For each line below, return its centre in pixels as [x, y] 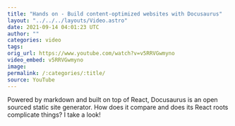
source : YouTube [31, 80]
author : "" [23, 34]
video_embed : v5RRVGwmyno [45, 60]
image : [17, 67]
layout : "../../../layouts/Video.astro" [68, 21]
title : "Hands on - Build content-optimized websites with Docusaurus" [115, 14]
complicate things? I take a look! [54, 115]
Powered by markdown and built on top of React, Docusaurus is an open [113, 100]
